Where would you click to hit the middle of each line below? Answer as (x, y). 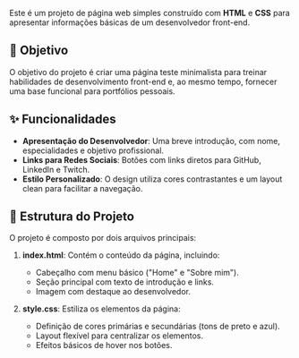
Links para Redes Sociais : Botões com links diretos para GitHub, (141, 159)
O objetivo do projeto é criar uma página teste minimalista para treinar (138, 72)
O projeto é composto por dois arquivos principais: (103, 238)
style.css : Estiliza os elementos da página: (101, 309)
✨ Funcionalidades (63, 119)
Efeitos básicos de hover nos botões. (104, 345)
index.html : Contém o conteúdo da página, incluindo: (121, 255)
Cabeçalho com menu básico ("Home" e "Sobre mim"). (137, 273)
